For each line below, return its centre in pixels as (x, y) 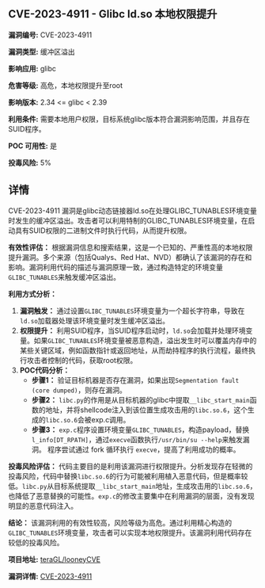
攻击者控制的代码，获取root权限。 (82, 360)
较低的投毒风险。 (36, 542)
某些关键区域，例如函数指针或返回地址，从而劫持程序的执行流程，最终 (134, 350)
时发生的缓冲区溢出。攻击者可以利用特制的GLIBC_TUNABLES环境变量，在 (128, 220)
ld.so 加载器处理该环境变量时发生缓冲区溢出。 (95, 320)
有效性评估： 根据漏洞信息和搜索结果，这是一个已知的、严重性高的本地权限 (131, 247)
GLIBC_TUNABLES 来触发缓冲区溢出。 (64, 277)
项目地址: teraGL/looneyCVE (55, 559)
